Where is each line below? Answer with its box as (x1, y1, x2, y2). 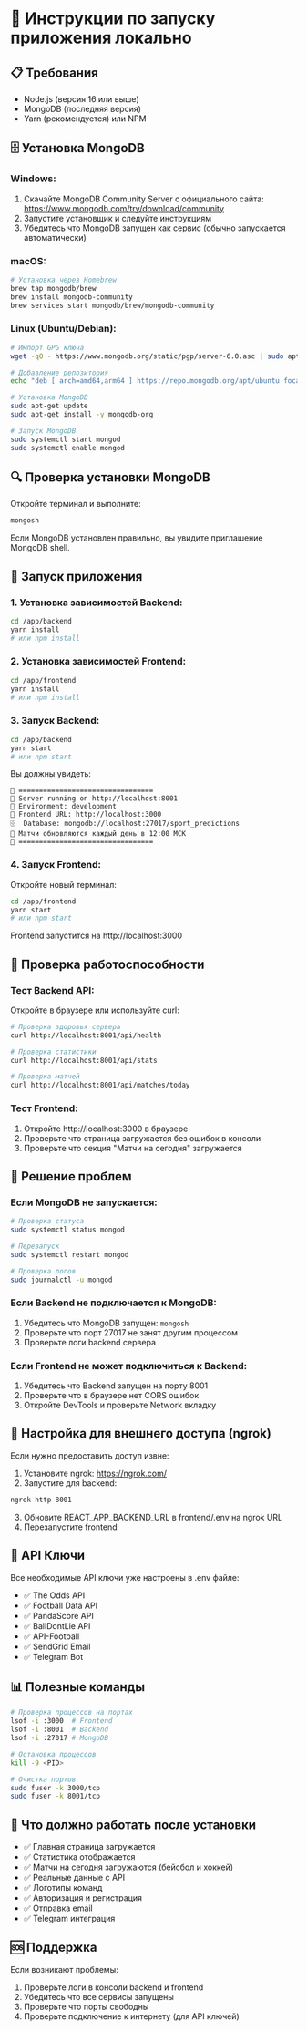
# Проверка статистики (10, 1047, 97, 1057)
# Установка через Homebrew (10, 275, 118, 284)
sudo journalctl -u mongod (10, 1275, 113, 1284)
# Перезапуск (10, 1242, 60, 1251)
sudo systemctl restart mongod (10, 1250, 129, 1259)
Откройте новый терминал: (10, 879, 117, 890)
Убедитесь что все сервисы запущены (23, 1991, 174, 2002)
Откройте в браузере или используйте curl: (10, 1005, 180, 1015)
